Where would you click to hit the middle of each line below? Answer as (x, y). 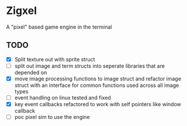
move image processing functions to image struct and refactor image (98, 78)
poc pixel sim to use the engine (52, 117)
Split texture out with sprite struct (55, 59)
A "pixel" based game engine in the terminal (59, 27)
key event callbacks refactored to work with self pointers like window (98, 104)
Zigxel (21, 11)
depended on (31, 72)
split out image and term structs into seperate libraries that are (90, 66)
